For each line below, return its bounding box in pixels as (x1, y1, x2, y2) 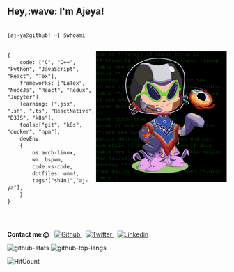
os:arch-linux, (32, 149, 77, 156)
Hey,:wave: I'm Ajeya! (7, 6, 104, 17)
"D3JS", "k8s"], (7, 114, 54, 121)
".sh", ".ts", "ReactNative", (7, 107, 95, 114)
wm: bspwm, (32, 156, 64, 163)
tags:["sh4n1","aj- (32, 177, 89, 184)
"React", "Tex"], (7, 72, 58, 79)
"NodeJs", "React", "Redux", (7, 86, 92, 93)
